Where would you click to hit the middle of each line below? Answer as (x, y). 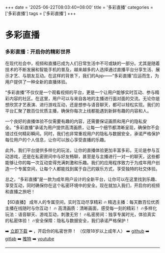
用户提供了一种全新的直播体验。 (37, 82)
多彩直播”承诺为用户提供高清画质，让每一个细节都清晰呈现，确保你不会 (87, 128)
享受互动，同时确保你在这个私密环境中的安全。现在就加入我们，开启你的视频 (82, 185)
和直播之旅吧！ (20, 192)
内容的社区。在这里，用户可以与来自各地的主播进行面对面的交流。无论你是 (84, 99)
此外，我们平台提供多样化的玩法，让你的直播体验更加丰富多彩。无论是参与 (80, 150)
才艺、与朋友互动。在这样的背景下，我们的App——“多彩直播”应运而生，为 (84, 76)
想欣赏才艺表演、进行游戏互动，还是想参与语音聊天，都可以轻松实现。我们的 (82, 105)
